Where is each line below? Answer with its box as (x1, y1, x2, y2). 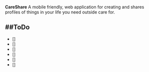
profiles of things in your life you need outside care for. (5, 9, 115, 15)
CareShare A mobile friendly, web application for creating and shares (5, 4, 145, 10)
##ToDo (5, 23, 30, 31)
